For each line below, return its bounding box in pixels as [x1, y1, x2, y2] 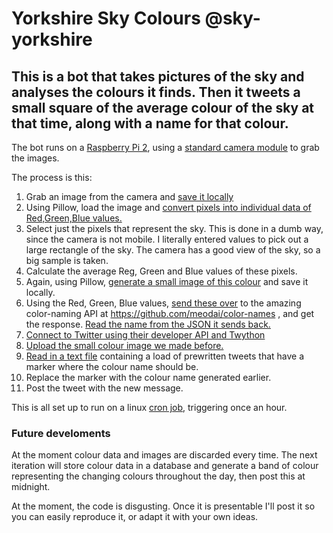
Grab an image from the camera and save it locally [25, 191, 234, 202]
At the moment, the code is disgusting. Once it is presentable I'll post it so [11, 500, 316, 512]
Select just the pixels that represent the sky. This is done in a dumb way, [25, 223, 324, 234]
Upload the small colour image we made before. [25, 340, 224, 351]
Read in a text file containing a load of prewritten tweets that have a [25, 350, 305, 362]
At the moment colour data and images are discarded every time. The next [11, 449, 318, 461]
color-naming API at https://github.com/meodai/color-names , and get [25, 308, 315, 319]
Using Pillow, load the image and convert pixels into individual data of [25, 202, 312, 213]
